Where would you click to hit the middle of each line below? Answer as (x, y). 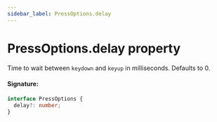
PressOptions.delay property (94, 48)
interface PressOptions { (45, 99)
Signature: (23, 84)
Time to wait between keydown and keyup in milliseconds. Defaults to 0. (109, 68)
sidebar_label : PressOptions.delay (59, 14)
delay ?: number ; (37, 105)
